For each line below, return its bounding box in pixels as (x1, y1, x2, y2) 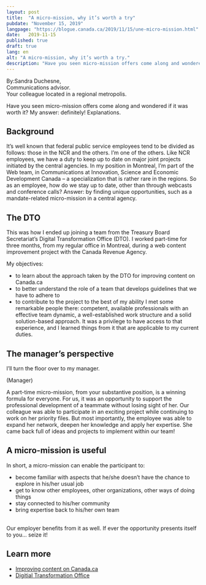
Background (6, 126, 54, 137)
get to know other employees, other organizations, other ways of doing (15, 486, 195, 494)
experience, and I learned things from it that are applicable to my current (15, 324, 199, 332)
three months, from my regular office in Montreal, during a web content (6, 242, 186, 249)
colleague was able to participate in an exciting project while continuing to (6, 408, 194, 415)
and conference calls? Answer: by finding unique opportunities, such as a (6, 188, 192, 196)
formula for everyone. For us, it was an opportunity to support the (6, 395, 172, 402)
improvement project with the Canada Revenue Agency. (6, 248, 147, 256)
